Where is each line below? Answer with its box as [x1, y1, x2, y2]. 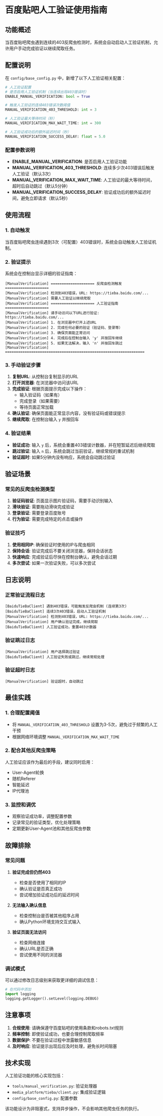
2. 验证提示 [5, 258, 31, 265]
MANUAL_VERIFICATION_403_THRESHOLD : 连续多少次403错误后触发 [12, 164, 155, 170]
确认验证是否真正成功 [19, 886, 62, 891]
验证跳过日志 [5, 637, 36, 644]
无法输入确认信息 [12, 902, 47, 908]
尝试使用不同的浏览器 [19, 952, 62, 957]
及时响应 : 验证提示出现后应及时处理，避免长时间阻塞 [12, 1043, 117, 1049]
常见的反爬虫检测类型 [5, 485, 55, 492]
